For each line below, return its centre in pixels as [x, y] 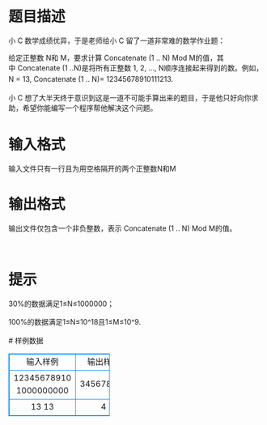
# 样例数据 [26, 340]
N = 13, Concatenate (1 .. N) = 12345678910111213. [91, 79]
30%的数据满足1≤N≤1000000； [61, 304]
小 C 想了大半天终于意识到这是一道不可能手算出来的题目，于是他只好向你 [130, 97]
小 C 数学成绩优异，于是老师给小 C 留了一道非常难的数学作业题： [117, 40]
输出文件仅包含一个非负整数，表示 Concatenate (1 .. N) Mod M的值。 [123, 228]
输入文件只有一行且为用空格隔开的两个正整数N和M [92, 169]
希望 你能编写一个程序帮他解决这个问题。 [90, 108]
